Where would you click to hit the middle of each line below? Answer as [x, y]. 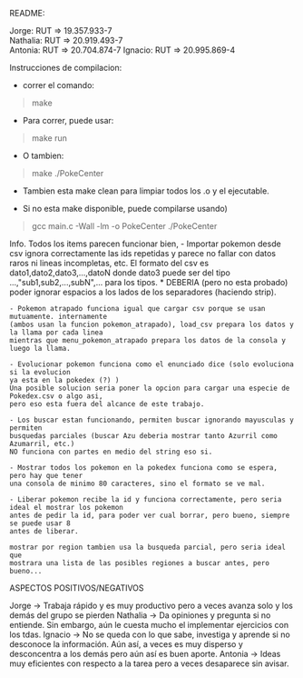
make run [49, 138]
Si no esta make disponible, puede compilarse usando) [125, 209]
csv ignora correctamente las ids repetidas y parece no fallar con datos [143, 253]
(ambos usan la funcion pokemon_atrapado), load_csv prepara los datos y [152, 324]
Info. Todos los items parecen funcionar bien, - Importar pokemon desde [145, 244]
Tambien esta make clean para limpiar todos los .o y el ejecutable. [146, 191]
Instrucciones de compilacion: [66, 68]
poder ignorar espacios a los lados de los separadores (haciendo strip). [143, 292]
